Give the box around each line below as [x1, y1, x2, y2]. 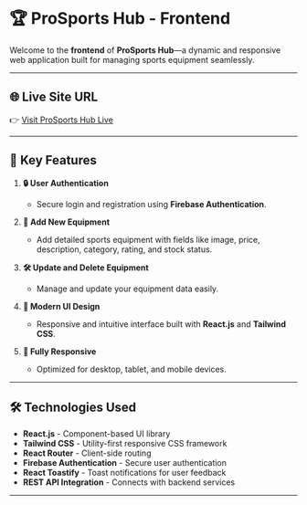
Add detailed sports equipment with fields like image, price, [36, 234, 260, 245]
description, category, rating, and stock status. [36, 244, 213, 255]
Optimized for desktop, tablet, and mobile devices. [36, 363, 227, 374]
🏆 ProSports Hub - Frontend [9, 8, 231, 29]
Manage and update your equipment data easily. [36, 283, 219, 294]
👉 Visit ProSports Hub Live [9, 114, 114, 125]
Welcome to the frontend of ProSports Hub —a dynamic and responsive [9, 44, 281, 56]
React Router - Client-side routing [22, 447, 152, 458]
